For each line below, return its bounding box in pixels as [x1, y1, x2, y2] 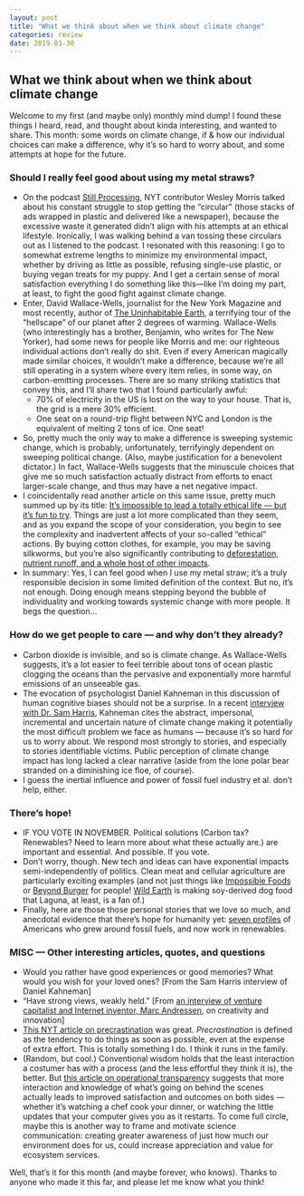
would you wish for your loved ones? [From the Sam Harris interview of [22, 976, 288, 988]
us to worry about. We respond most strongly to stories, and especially [22, 736, 288, 747]
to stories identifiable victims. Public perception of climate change [22, 745, 270, 757]
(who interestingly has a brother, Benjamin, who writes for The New [22, 327, 274, 338]
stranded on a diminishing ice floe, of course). [22, 765, 195, 776]
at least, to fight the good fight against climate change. [22, 288, 227, 299]
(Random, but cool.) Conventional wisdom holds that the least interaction [22, 1053, 295, 1065]
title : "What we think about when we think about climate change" [9, 22, 265, 31]
